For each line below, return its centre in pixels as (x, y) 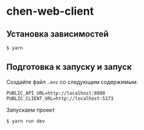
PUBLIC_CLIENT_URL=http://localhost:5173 (60, 98)
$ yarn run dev (26, 121)
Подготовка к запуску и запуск (69, 67)
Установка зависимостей (58, 34)
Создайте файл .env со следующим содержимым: (72, 82)
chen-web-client (50, 11)
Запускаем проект (31, 110)
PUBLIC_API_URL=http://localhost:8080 (56, 93)
